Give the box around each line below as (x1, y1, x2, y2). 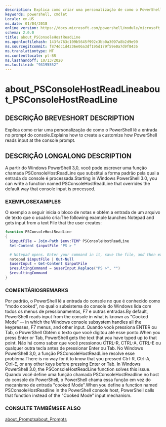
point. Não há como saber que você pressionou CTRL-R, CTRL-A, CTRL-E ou (5, 340, 161, 346)
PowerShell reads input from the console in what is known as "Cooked (5, 314, 148, 320)
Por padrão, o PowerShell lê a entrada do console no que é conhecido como (5, 298, 161, 304)
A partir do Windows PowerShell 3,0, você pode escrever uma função (5, 165, 147, 171)
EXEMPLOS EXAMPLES (5, 198, 61, 205)
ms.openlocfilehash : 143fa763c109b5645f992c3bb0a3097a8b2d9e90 (5, 40, 138, 44)
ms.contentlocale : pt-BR (5, 53, 56, 58)
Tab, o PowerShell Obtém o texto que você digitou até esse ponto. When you (5, 330, 161, 336)
